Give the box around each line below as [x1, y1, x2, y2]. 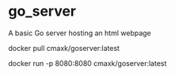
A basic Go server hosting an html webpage [8, 28, 152, 38]
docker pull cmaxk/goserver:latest [8, 43, 120, 52]
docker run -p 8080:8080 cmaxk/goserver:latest [8, 58, 167, 68]
